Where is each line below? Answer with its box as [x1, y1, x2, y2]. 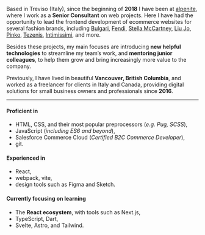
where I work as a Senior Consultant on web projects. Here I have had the [6, 12, 193, 19]
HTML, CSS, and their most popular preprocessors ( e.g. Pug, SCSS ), [15, 121, 188, 128]
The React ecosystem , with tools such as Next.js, [15, 208, 141, 216]
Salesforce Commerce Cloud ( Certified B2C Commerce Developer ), [15, 134, 185, 141]
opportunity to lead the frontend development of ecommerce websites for [6, 18, 192, 25]
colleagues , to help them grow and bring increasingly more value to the [6, 56, 187, 63]
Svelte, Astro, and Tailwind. [15, 222, 84, 229]
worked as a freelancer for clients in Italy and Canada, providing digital [6, 81, 184, 88]
